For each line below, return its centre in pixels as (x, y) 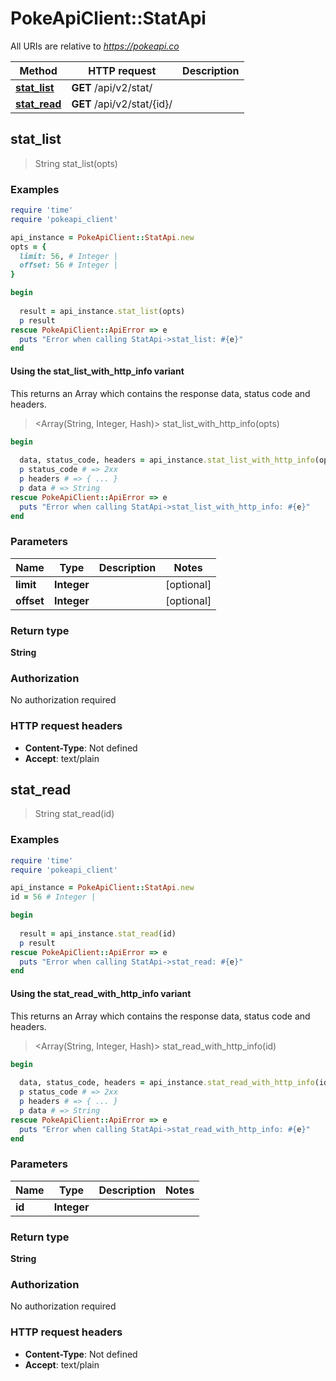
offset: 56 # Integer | (68, 265)
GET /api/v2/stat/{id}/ (122, 104)
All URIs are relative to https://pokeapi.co (95, 46)
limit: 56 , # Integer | (68, 256)
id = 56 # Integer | (53, 897)
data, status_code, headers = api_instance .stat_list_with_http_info (167, 460)
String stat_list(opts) (76, 163)
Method (38, 70)
